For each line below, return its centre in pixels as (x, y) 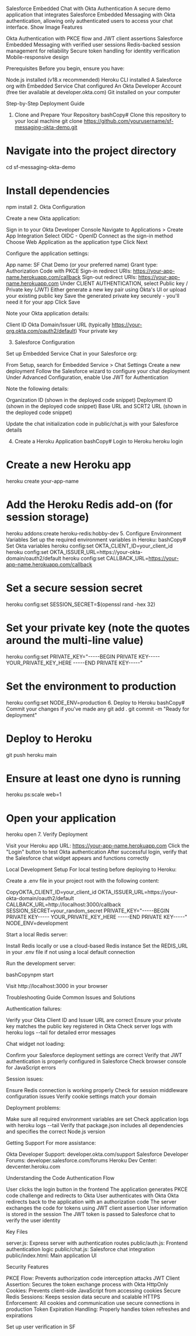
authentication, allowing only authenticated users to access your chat (90, 21)
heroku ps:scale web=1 (34, 794)
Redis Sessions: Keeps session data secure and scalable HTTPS (83, 1297)
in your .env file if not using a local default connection (71, 952)
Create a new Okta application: (43, 218)
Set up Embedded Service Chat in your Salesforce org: (72, 353)
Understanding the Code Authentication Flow (60, 1178)
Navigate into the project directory (91, 151)
